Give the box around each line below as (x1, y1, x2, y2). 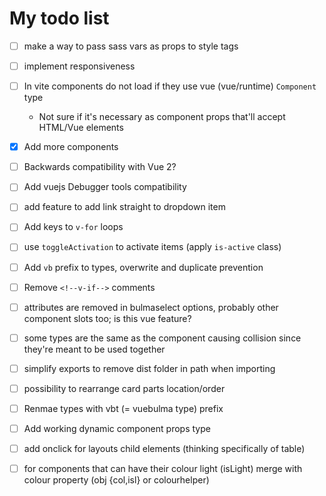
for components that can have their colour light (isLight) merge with (23, 463, 303, 475)
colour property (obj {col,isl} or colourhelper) (23, 474, 210, 486)
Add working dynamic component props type (23, 422, 211, 434)
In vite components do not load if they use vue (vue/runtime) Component (23, 80, 317, 92)
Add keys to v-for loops (23, 221, 124, 233)
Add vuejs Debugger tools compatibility (23, 181, 187, 193)
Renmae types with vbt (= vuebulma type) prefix (23, 402, 224, 414)
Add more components (23, 141, 119, 153)
